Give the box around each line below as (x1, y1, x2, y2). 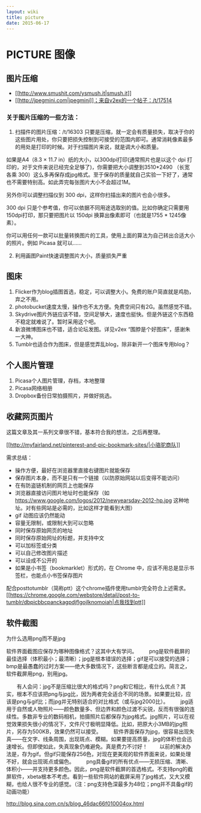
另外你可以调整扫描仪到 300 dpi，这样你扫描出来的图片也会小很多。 (6, 191, 173, 198)
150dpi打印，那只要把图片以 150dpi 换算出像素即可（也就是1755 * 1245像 (6, 211, 187, 219)
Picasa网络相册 (14, 385, 53, 392)
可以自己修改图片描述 (14, 549, 68, 557)
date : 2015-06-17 (6, 20, 50, 26)
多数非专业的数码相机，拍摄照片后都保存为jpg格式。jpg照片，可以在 (22, 713, 190, 720)
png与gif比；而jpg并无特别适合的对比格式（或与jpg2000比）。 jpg (16, 698, 188, 705)
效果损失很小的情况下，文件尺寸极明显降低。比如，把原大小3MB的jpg (11, 720, 183, 727)
